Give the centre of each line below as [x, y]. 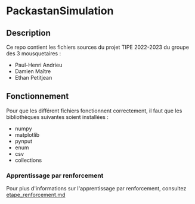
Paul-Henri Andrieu [38, 65]
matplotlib [27, 134]
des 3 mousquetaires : [34, 54]
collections [28, 160]
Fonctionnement [38, 96]
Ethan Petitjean [33, 78]
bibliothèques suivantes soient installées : [58, 117]
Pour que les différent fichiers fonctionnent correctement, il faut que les [94, 111]
